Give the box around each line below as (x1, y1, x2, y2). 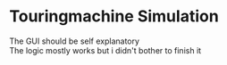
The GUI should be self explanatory (9, 36, 140, 46)
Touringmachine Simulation (9, 6, 219, 27)
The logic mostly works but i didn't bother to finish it (9, 45, 202, 55)
